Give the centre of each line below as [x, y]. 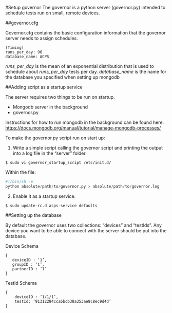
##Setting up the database [34, 215]
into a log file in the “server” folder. [50, 153]
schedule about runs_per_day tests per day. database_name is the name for [86, 72]
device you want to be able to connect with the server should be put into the [86, 230]
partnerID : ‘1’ [30, 269]
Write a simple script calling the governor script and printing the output [88, 148]
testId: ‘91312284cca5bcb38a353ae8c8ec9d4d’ [63, 301]
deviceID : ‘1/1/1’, [36, 297]
